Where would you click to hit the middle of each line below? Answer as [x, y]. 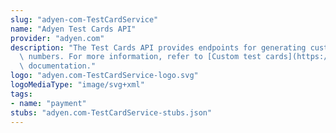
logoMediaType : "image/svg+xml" [77, 85]
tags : [21, 94]
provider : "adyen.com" [57, 38]
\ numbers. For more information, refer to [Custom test [140, 57]
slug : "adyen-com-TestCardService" [84, 19]
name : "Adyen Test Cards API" [73, 29]
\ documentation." [58, 66]
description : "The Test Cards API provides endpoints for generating [158, 47]
